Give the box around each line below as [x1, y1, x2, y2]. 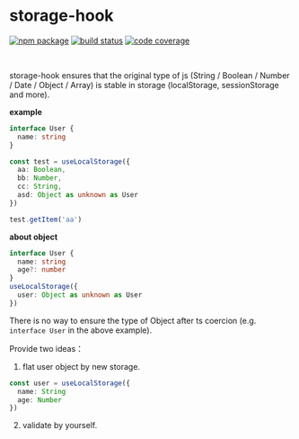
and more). [9, 89, 50, 100]
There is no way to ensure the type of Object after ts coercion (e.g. [9, 315, 257, 326]
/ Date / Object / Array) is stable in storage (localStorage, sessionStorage [9, 79, 280, 90]
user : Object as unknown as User [17, 291, 143, 300]
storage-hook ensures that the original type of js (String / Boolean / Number [9, 69, 290, 81]
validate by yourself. [22, 420, 98, 431]
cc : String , [17, 182, 63, 192]
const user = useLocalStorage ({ [9, 379, 130, 388]
